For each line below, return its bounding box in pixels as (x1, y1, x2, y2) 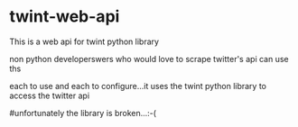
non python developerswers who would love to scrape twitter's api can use (9, 53, 289, 64)
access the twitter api (9, 90, 90, 101)
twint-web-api (9, 6, 120, 27)
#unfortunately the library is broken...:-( (9, 107, 156, 118)
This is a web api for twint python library (9, 36, 160, 47)
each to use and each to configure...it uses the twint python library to (9, 80, 267, 91)
